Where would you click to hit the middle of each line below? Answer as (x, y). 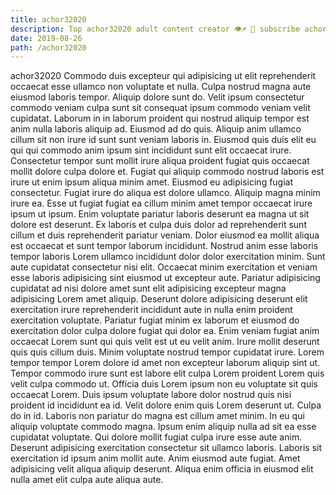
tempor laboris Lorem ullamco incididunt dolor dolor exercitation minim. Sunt (168, 257)
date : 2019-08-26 (46, 38)
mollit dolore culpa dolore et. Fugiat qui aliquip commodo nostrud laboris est (167, 172)
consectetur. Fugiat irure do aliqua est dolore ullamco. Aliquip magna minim (165, 193)
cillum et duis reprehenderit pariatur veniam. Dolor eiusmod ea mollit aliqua (165, 235)
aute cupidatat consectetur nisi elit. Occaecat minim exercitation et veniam (164, 267)
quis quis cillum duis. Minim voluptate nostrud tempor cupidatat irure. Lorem (167, 352)
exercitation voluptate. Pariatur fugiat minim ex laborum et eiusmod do (155, 320)
